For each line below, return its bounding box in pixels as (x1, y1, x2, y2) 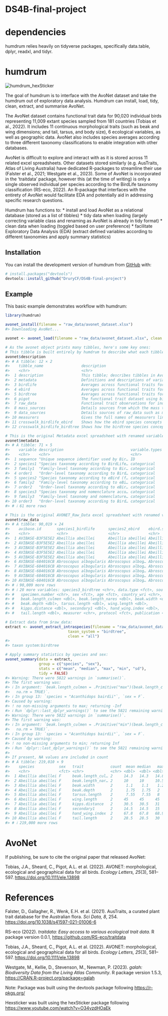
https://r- (134, 985, 153, 991)
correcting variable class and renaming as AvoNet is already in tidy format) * (5, 218, 162, 224)
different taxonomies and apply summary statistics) (5, 234, 111, 240)
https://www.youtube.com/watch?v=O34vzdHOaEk (5, 1005, 111, 1011)
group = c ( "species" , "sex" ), (38, 661, 101, 666)
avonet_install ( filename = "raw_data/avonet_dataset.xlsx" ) (5, 322, 133, 327)
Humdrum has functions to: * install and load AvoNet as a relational (5, 207, 143, 213)
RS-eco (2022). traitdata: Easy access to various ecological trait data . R (5, 929, 154, 935)
